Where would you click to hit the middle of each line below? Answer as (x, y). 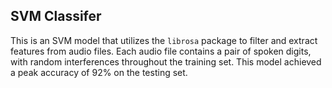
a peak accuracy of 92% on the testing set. (99, 72)
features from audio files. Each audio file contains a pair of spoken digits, (161, 51)
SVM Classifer (56, 16)
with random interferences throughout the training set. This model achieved (166, 61)
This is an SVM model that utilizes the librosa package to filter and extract (164, 40)
